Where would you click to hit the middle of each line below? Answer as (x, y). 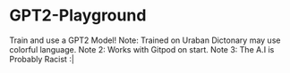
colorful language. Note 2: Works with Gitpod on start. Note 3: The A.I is (142, 49)
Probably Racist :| (42, 59)
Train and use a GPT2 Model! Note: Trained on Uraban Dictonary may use (145, 40)
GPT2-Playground (78, 16)
